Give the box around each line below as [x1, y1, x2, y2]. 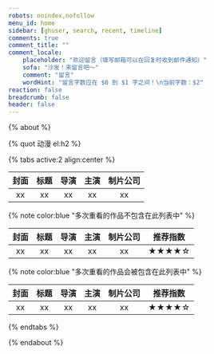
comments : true [8, 33, 59, 42]
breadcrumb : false [8, 93, 69, 101]
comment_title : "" [8, 41, 69, 49]
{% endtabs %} [8, 322, 59, 332]
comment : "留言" [22, 71, 74, 79]
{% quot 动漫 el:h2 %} [8, 139, 81, 148]
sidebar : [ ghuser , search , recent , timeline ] [8, 26, 162, 34]
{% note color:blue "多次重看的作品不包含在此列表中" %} [8, 210, 196, 220]
